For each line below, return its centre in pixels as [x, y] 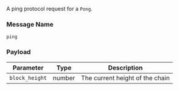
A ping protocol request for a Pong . [49, 9]
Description [125, 68]
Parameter [28, 68]
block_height [28, 78]
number [64, 78]
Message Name [30, 24]
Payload [19, 52]
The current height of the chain [126, 78]
